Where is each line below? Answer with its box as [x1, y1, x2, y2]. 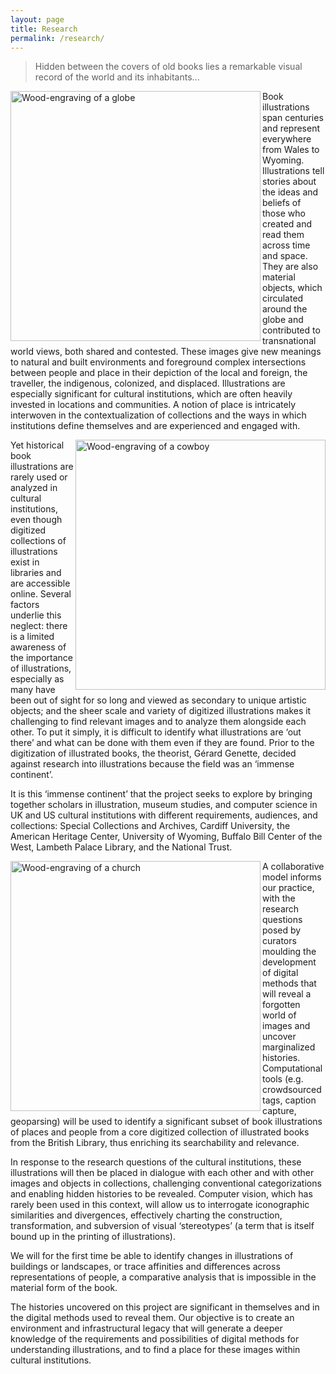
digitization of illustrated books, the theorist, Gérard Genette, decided [10, 747, 297, 760]
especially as [10, 673, 65, 685]
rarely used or [10, 471, 68, 483]
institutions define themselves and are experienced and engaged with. [10, 420, 301, 432]
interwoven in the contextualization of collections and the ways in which [10, 409, 307, 421]
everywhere [262, 133, 312, 145]
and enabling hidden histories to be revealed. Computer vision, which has [10, 1188, 313, 1200]
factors [10, 599, 40, 611]
